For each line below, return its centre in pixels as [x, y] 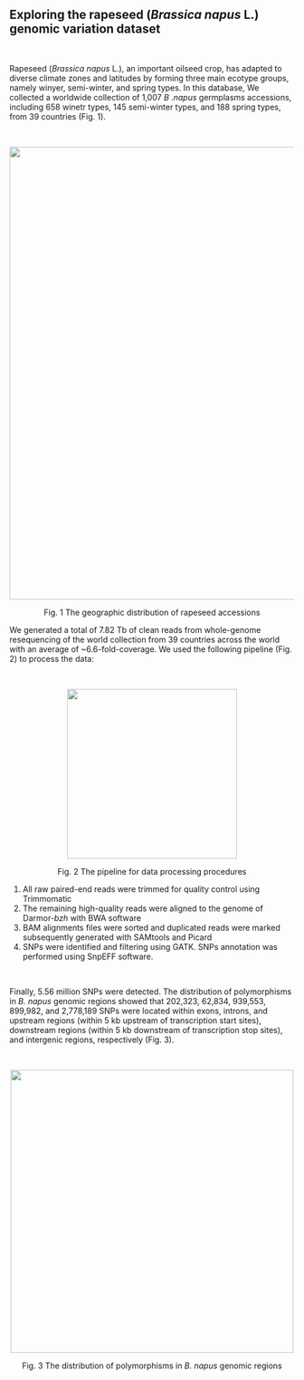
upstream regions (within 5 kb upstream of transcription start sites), [136, 1020]
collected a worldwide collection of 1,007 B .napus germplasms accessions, [151, 97]
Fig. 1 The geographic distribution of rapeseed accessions [152, 612]
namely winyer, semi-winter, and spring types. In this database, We [134, 87]
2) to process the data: [52, 658]
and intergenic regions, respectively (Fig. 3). [92, 1040]
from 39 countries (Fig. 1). [58, 116]
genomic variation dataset [85, 29]
